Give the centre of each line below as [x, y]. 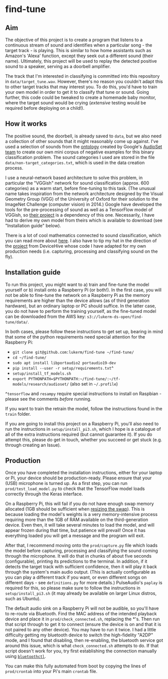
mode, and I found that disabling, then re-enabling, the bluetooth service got [84, 640]
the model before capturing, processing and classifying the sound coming [81, 551]
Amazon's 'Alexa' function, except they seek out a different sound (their [79, 56]
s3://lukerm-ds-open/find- [115, 317]
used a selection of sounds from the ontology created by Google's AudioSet [84, 146]
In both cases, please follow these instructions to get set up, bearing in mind [84, 331]
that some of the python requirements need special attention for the [75, 336]
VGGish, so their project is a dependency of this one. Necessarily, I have [80, 215]
